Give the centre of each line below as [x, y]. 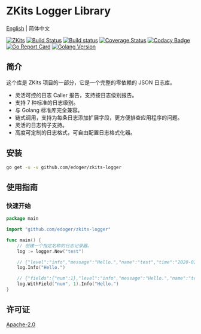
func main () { [24, 240]
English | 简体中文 [28, 28]
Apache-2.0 [21, 324]
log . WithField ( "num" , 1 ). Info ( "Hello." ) [68, 284]
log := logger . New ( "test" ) [51, 251]
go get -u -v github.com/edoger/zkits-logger [64, 167]
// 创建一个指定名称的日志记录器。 [54, 246]
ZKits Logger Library [59, 11]
